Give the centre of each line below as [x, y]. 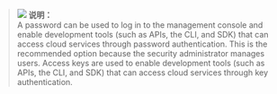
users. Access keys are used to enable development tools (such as [141, 63]
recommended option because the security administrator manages [141, 53]
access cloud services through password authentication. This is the [142, 44]
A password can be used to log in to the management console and [140, 25]
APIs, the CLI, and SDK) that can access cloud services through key [143, 73]
